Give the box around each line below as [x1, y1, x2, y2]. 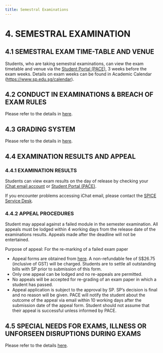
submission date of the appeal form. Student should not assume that [12, 303, 150, 309]
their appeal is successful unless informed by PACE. [12, 308, 117, 313]
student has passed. [12, 282, 54, 287]
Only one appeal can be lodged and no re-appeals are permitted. [12, 271, 143, 277]
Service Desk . [5, 198, 33, 203]
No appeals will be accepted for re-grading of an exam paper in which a [12, 277, 157, 283]
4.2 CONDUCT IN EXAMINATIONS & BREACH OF [5, 90, 154, 99]
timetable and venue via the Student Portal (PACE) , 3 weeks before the [5, 66, 147, 71]
